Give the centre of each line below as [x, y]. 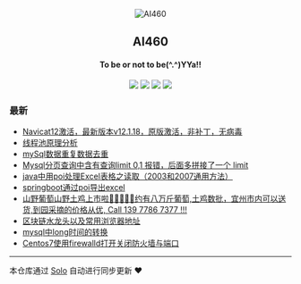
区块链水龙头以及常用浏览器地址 [81, 221]
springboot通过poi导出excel [73, 187]
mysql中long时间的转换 [65, 231]
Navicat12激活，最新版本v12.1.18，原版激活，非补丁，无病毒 [132, 131]
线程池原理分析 [50, 142]
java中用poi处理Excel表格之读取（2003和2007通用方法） [127, 176]
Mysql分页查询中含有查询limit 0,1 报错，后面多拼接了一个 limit [135, 164]
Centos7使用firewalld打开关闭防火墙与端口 [100, 243]
